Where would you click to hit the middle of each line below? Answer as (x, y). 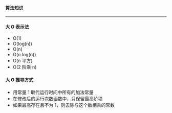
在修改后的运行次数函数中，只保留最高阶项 (58, 98)
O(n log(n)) (24, 55)
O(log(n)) (22, 44)
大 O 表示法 (17, 27)
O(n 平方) (23, 61)
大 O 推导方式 (19, 80)
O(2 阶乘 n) (25, 67)
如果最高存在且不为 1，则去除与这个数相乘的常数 (64, 105)
